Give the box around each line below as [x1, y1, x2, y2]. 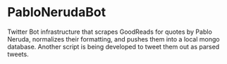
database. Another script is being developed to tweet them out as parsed [7, 42, 220, 51]
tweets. [7, 50, 30, 58]
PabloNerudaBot [7, 4, 106, 20]
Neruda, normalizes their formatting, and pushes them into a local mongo [7, 34, 220, 43]
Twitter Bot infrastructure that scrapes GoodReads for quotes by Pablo [7, 27, 213, 36]
